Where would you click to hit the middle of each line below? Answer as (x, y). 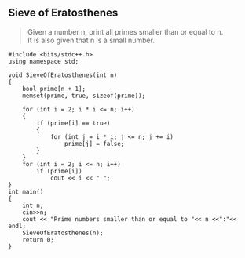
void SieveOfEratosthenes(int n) (63, 75)
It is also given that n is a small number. (91, 40)
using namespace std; (44, 61)
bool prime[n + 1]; (54, 89)
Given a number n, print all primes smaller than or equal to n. (125, 31)
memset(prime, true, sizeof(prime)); (84, 96)
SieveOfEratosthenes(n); (63, 233)
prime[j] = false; (94, 144)
